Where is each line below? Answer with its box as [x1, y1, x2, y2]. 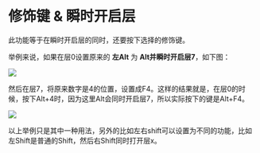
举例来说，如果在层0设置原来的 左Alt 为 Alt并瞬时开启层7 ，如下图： [8, 52, 231, 61]
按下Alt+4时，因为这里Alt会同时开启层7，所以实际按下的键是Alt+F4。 [21, 93, 249, 104]
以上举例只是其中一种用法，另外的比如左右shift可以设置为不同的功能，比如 [8, 125, 253, 135]
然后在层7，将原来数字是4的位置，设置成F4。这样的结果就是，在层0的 [8, 84, 239, 93]
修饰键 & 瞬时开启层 [8, 7, 137, 25]
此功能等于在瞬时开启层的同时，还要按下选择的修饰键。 [8, 35, 189, 45]
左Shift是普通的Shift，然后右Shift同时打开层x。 [8, 135, 161, 145]
